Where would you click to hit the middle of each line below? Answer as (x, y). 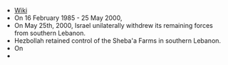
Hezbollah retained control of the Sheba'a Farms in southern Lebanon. (118, 41)
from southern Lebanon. (50, 33)
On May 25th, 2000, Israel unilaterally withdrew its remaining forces (114, 25)
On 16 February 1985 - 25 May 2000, (68, 18)
